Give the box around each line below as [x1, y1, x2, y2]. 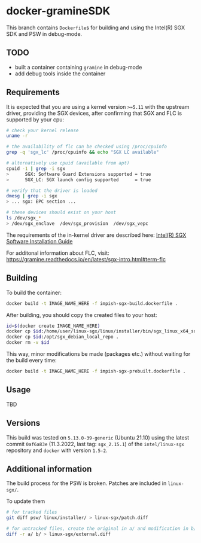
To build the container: [6, 289, 62, 296]
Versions [6, 418, 41, 428]
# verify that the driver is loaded [6, 187, 98, 194]
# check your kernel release [6, 127, 79, 133]
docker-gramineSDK [6, 4, 111, 18]
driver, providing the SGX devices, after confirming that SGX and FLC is [6, 109, 182, 117]
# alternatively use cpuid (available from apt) [6, 160, 130, 166]
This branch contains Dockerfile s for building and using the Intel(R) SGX [6, 24, 185, 31]
